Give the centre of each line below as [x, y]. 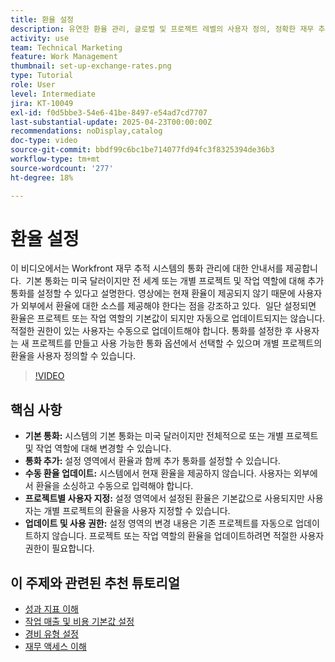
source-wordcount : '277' [62, 168]
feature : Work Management [64, 57]
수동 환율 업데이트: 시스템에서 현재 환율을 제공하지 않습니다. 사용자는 [158, 473]
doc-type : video [44, 141]
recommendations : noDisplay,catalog [86, 131]
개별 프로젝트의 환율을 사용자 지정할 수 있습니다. [137, 511]
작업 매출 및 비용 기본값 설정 [79, 622]
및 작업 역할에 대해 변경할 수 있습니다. [98, 448]
